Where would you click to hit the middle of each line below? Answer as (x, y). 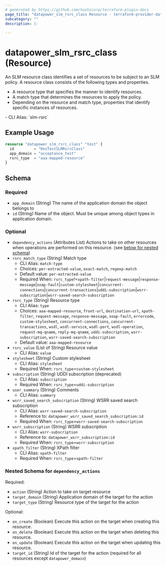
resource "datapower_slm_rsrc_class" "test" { (54, 144)
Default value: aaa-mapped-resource (55, 342)
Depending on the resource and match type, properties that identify (81, 103)
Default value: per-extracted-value (55, 274)
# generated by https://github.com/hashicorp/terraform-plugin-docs (77, 10)
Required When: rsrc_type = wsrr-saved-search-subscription (81, 421)
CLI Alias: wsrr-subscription (49, 432)
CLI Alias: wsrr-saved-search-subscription (63, 411)
